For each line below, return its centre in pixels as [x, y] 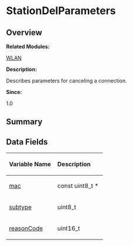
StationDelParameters [61, 11]
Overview [24, 33]
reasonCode [26, 228]
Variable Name [30, 164]
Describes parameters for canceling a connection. [66, 81]
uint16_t [69, 228]
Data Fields [27, 142]
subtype [21, 207]
